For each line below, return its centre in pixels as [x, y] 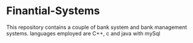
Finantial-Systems [53, 11]
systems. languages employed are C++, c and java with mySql [83, 33]
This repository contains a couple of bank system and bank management [97, 27]
